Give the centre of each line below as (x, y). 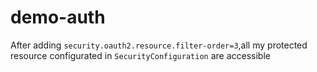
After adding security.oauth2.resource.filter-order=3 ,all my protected (159, 45)
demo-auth (58, 17)
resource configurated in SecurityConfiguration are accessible (140, 55)
